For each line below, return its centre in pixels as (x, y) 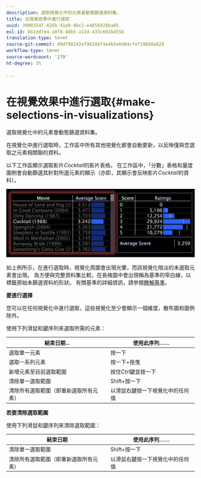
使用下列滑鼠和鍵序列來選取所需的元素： (56, 328)
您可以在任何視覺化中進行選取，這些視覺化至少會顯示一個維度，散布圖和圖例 (100, 308)
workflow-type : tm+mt (33, 51)
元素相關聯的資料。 (40, 152)
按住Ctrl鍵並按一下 (133, 371)
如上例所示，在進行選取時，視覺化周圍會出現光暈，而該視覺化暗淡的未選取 (98, 267)
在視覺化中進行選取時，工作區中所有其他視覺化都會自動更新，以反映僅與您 (98, 145)
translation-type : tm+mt (37, 38)
